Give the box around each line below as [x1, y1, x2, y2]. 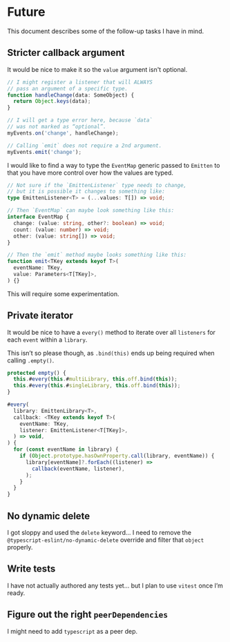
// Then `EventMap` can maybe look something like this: [7, 207, 175, 214]
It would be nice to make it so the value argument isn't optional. [7, 65, 188, 73]
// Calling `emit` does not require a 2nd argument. [7, 142, 162, 149]
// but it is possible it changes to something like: [7, 188, 166, 195]
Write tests [7, 563, 56, 575]
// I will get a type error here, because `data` [7, 117, 153, 124]
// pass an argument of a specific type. [7, 85, 128, 92]
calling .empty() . [7, 356, 55, 364]
